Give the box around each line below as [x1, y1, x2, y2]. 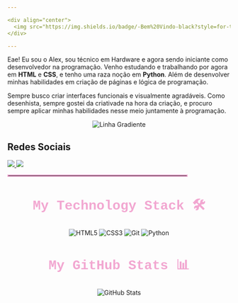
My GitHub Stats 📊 [48, 258, 190, 274]
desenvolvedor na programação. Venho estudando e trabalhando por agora [7, 63, 228, 72]
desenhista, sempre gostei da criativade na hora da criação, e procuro [7, 99, 212, 108]
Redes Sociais [7, 141, 71, 153]
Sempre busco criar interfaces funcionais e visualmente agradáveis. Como [7, 91, 225, 100]
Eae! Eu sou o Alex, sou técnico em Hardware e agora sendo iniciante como [7, 55, 229, 64]
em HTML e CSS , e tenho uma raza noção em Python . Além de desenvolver [7, 70, 230, 79]
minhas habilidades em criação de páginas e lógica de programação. [7, 78, 209, 86]
